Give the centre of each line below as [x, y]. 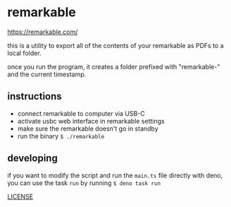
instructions [35, 96]
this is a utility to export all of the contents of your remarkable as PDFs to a [115, 45]
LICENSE [20, 196]
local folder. [24, 53]
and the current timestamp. [47, 74]
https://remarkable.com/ [43, 32]
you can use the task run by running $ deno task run [84, 183]
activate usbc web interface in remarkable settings [91, 121]
